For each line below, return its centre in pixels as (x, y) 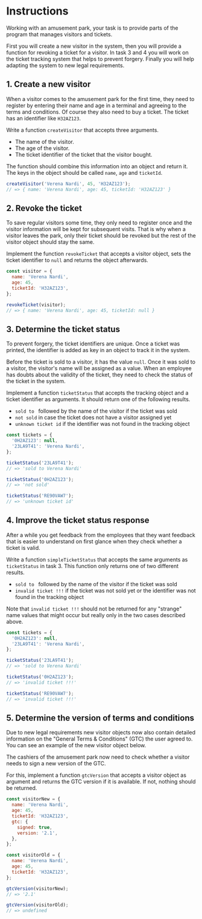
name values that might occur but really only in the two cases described (96, 615)
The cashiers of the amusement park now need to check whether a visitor (98, 757)
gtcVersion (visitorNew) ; (37, 888)
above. (15, 621)
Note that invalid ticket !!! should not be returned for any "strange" (94, 609)
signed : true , (35, 827)
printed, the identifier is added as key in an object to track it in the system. (98, 350)
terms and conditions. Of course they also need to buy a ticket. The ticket (97, 112)
